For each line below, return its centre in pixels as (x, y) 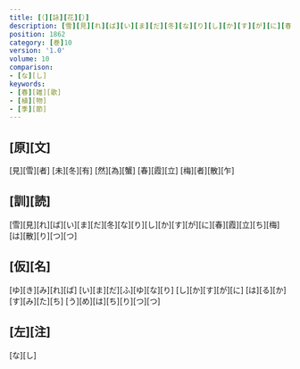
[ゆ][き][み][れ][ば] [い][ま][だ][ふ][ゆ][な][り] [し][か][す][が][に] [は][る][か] (148, 289)
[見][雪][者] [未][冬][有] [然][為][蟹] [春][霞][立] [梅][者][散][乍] (122, 171)
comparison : (31, 68)
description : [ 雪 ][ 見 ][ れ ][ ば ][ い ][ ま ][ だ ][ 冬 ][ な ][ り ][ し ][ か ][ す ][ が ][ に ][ (147, 26)
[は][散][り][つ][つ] (43, 235)
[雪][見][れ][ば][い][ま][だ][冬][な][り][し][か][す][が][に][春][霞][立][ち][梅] (145, 224)
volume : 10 (29, 59)
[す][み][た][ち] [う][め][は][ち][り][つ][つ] (85, 301)
